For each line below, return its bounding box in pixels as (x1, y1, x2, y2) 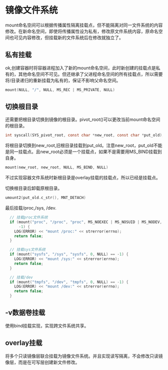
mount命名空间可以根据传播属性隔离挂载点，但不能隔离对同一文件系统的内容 (5, 22, 163, 28)
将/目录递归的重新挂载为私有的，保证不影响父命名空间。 (5, 77, 121, 83)
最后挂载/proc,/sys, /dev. (5, 205, 56, 211)
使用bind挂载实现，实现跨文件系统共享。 (5, 322, 89, 328)
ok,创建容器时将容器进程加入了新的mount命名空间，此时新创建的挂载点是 (5, 64, 156, 70)
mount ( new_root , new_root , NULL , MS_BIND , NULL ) (5, 165, 108, 170)
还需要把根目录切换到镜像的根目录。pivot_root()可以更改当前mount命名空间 (5, 116, 160, 122)
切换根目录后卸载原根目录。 (5, 185, 62, 191)
